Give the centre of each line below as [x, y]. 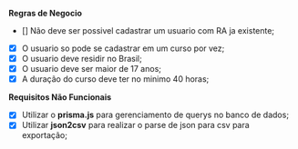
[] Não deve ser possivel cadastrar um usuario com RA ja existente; [148, 30]
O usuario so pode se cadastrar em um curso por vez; [123, 48]
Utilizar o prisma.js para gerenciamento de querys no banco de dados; [155, 115]
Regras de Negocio [46, 13]
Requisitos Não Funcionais [60, 97]
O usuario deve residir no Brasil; [82, 59]
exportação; [44, 135]
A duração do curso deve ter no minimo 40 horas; [115, 79]
